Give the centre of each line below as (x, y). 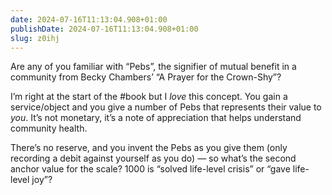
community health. (49, 128)
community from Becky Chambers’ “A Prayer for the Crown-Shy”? (146, 77)
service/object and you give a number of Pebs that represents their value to (166, 107)
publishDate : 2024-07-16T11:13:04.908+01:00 (104, 29)
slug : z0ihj (35, 38)
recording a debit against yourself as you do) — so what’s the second (153, 158)
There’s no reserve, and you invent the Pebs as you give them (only (149, 148)
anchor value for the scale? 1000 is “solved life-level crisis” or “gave (150, 169)
